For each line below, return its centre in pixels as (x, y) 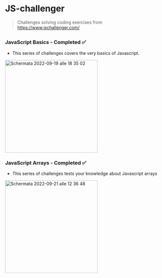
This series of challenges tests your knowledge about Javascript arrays (85, 174)
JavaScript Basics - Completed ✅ (46, 42)
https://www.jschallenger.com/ (48, 27)
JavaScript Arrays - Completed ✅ (46, 162)
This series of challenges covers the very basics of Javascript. (76, 53)
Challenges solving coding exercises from (60, 22)
